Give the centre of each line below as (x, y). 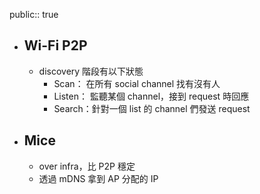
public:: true (34, 14)
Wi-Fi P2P (55, 45)
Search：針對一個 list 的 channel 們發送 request (152, 108)
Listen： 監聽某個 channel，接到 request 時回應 (151, 96)
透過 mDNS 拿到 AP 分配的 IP (98, 178)
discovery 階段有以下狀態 (91, 71)
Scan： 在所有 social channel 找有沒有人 (137, 83)
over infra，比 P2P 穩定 (87, 166)
